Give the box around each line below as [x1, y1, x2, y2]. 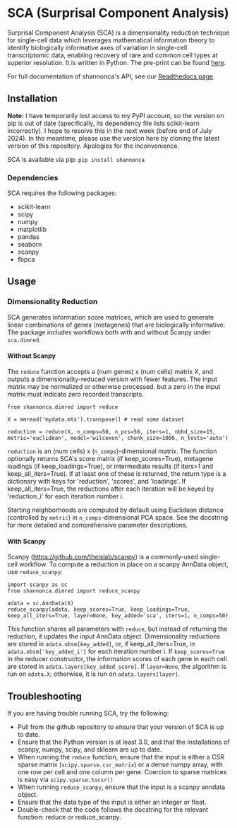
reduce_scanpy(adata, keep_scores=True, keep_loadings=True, [7, 606, 191, 613]
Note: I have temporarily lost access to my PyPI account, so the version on [7, 111, 224, 119]
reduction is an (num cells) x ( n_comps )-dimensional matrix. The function [7, 447, 217, 455]
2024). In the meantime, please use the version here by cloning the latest [7, 134, 220, 142]
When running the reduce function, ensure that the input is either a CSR [17, 752, 224, 761]
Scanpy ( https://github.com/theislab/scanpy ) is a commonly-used [7, 553, 199, 561]
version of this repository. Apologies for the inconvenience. [7, 141, 180, 150]
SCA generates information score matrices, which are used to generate [7, 313, 214, 321]
